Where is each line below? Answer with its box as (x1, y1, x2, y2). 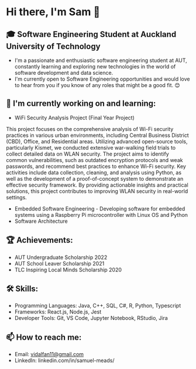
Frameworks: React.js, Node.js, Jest (14, 308, 101, 315)
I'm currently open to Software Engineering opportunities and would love (14, 75, 190, 82)
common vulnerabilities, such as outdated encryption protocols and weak (6, 156, 183, 163)
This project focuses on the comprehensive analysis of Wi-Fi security (6, 125, 174, 132)
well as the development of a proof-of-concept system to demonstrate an (6, 175, 184, 182)
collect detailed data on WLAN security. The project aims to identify (6, 150, 170, 157)
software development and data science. (14, 70, 114, 76)
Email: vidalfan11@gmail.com (14, 351, 84, 358)
